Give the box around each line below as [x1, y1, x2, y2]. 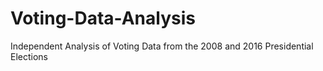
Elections [10, 50, 48, 62]
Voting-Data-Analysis [10, 7, 196, 30]
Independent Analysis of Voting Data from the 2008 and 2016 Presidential [10, 40, 314, 52]
